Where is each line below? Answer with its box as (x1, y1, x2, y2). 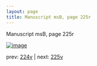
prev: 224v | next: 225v (6, 53, 63, 60)
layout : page (6, 8, 38, 15)
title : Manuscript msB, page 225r (6, 14, 92, 20)
